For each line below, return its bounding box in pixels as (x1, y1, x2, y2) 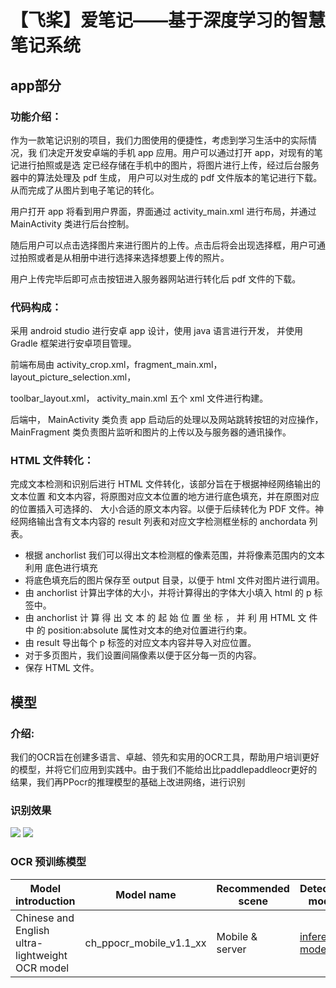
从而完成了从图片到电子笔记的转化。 (10, 184, 160, 196)
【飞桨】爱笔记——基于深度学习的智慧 (10, 9, 327, 32)
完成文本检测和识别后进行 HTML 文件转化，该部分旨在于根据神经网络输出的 (10, 478, 321, 490)
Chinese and (15, 911, 75, 925)
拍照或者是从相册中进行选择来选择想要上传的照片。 (18, 251, 230, 263)
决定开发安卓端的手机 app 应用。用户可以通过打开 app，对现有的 (47, 146, 315, 158)
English (15, 923, 50, 937)
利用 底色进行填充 (24, 562, 98, 574)
